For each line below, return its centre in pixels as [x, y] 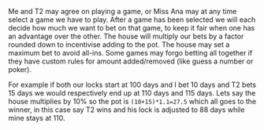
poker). [20, 69]
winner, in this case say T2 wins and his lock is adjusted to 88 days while [126, 110]
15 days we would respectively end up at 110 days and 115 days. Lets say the [132, 93]
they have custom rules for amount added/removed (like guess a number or [131, 61]
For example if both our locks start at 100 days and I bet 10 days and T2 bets [132, 85]
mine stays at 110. [37, 118]
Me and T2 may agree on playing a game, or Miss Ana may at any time [123, 11]
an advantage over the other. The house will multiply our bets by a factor [126, 36]
